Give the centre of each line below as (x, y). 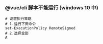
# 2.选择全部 (17, 33)
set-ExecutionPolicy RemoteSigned (40, 28)
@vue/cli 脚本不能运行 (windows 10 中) (52, 7)
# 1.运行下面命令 (20, 24)
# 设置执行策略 (18, 19)
